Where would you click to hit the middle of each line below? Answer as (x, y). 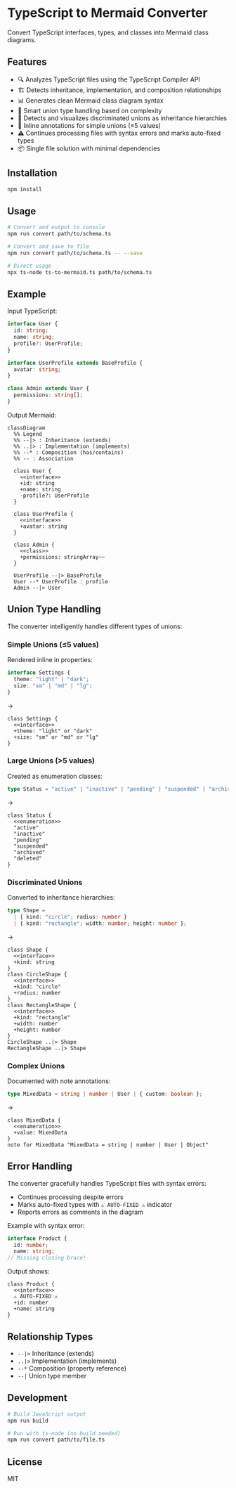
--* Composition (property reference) (72, 1368)
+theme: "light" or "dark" (53, 731)
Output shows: (28, 1272)
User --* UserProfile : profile (61, 581)
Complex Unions (36, 1066)
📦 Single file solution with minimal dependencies (89, 148)
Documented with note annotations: (59, 1081)
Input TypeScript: (32, 311)
